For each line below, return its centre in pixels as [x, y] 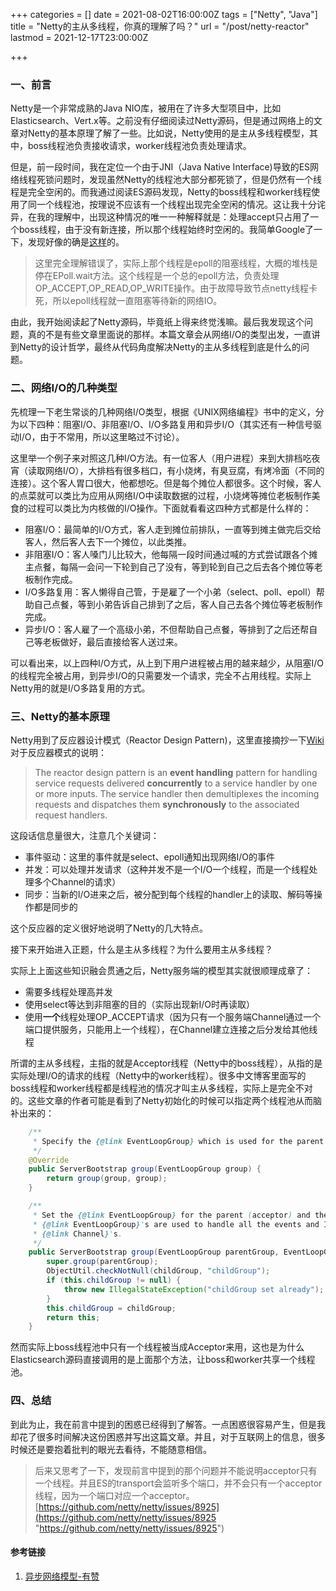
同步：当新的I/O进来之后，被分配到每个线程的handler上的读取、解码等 [169, 894]
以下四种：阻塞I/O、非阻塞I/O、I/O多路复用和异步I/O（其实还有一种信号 [166, 424]
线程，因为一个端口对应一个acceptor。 [114, 1495]
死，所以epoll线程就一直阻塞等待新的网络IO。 [128, 301]
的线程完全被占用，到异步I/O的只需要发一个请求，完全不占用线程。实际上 [161, 675]
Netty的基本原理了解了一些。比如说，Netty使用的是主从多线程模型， [168, 133]
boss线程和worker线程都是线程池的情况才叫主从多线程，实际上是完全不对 [161, 1088]
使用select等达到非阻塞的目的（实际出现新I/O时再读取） [139, 1004]
